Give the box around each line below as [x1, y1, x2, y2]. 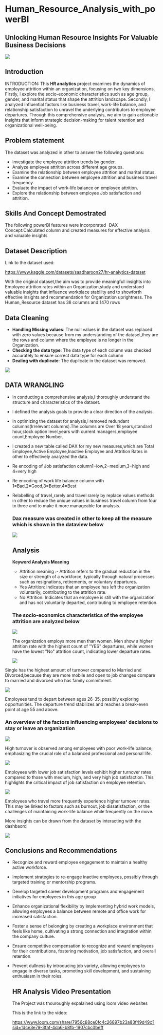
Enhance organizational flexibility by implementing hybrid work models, [12, 903, 155, 909]
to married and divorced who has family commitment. [5, 678, 112, 684]
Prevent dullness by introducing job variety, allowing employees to [12, 963, 145, 969]
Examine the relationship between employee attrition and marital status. [12, 169, 156, 175]
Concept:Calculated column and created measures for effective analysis [5, 227, 150, 233]
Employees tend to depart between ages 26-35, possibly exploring [5, 696, 139, 702]
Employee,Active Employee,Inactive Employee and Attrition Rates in [12, 448, 147, 454]
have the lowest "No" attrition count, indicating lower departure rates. [12, 648, 152, 654]
